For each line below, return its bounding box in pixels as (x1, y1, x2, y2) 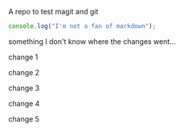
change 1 (8, 52, 39, 62)
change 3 (8, 83, 40, 93)
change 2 (8, 67, 40, 77)
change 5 (8, 114, 40, 123)
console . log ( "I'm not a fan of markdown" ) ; (8, 22, 157, 30)
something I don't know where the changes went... (8, 36, 177, 46)
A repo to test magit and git (8, 7, 99, 16)
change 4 (8, 98, 40, 108)
